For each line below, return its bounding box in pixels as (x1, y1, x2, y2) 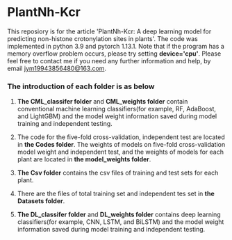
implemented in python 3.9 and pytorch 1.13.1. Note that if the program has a (7, 42, 224, 50)
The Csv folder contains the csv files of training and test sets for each (17, 168, 219, 177)
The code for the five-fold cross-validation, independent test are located (17, 133, 225, 141)
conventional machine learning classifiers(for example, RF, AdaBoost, (17, 105, 217, 113)
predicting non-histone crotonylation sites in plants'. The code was (7, 34, 198, 42)
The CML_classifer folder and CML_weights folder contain (17, 97, 188, 106)
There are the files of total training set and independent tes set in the (17, 189, 215, 198)
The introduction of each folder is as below (7, 81, 155, 91)
